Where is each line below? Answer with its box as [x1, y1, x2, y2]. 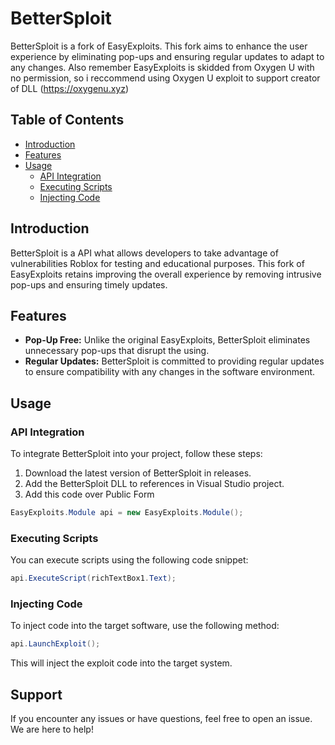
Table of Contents [10, 112, 125, 129]
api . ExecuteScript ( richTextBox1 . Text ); [10, 573, 177, 584]
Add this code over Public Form [24, 488, 155, 501]
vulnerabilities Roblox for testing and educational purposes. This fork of [10, 257, 305, 269]
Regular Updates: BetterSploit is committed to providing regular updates [24, 355, 325, 367]
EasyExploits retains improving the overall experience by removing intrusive [10, 268, 322, 280]
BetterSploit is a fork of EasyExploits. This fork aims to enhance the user [10, 40, 308, 52]
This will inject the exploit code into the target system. [10, 657, 233, 669]
